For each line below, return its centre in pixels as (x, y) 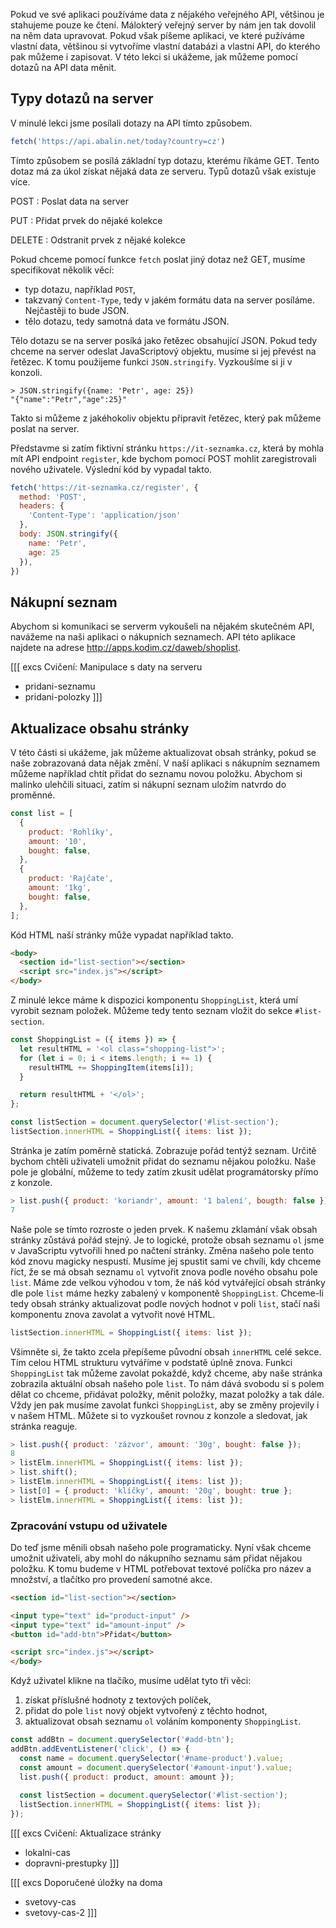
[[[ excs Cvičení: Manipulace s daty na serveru (106, 667)
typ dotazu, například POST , (80, 289)
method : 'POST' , (53, 497)
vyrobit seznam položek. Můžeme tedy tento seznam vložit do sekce (151, 1011)
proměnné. (33, 795)
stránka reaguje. (44, 1426)
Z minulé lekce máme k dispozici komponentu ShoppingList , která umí (154, 1000)
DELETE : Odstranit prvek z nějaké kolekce (98, 240)
